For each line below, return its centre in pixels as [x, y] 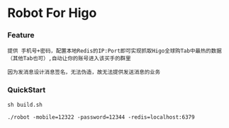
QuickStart [27, 90]
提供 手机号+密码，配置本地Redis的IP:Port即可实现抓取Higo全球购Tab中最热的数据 [114, 51]
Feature [21, 35]
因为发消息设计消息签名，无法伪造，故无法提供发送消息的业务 [84, 72]
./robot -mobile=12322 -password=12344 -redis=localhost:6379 [101, 117]
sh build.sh [25, 105]
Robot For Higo [52, 13]
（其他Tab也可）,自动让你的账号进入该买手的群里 [69, 59]
